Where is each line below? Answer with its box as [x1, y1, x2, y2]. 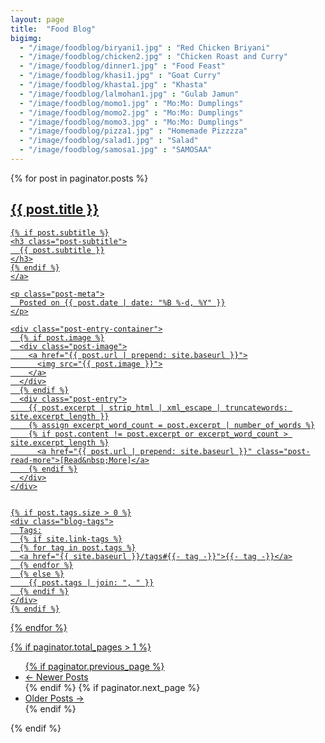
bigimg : [10, 33, 43, 43]
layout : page [10, 14, 65, 25]
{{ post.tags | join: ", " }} [28, 577, 155, 588]
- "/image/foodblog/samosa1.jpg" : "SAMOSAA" [19, 145, 213, 155]
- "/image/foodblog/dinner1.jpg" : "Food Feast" [19, 61, 226, 71]
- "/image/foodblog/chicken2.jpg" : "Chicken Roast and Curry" [19, 52, 288, 62]
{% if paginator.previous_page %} [24, 660, 165, 672]
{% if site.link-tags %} [19, 534, 123, 544]
